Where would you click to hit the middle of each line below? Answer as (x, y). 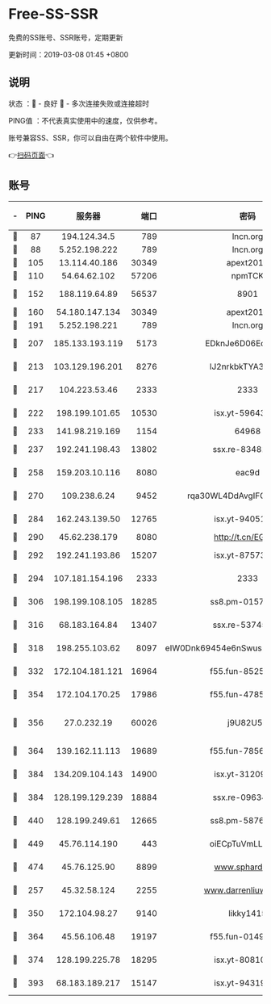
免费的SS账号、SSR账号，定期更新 (66, 37)
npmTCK (248, 275)
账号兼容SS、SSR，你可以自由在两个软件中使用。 (90, 137)
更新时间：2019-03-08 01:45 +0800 (69, 54)
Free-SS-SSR (53, 14)
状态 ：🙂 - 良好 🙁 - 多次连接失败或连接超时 (79, 103)
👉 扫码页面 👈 (31, 155)
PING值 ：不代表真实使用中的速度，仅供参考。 (85, 120)
